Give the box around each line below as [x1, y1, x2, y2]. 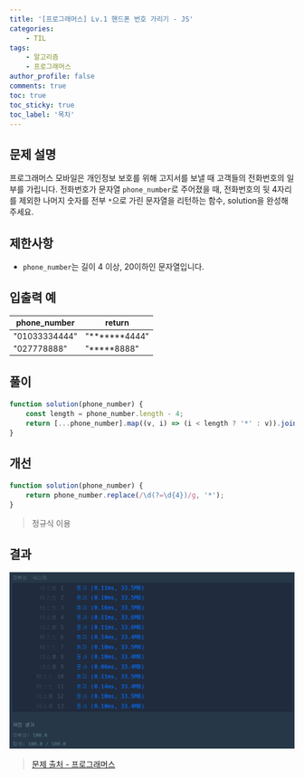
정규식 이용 [31, 518, 71, 529]
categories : [9, 24, 54, 33]
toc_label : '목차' [9, 109, 75, 119]
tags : [9, 43, 30, 52]
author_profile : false [9, 72, 95, 81]
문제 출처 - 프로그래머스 [31, 759, 116, 770]
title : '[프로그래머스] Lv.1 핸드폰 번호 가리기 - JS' [9, 14, 194, 24]
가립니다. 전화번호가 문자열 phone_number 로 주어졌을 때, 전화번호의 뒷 [25, 184, 271, 194]
